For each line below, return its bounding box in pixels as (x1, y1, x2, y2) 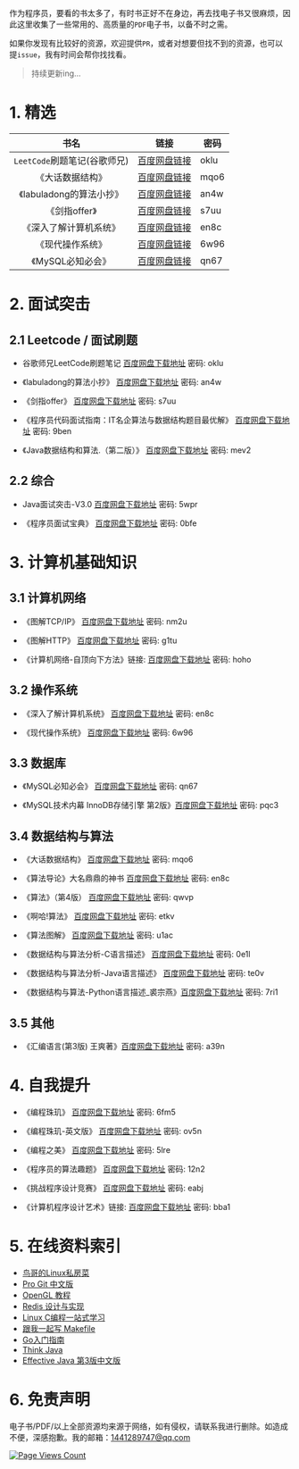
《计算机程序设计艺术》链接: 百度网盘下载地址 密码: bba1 (21, 1201, 230, 1212)
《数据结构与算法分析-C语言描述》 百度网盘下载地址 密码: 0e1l (21, 949, 251, 960)
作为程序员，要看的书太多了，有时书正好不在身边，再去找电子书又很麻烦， (9, 8, 283, 18)
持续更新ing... (30, 68, 82, 79)
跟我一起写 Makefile (21, 1323, 96, 1333)
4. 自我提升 (9, 1075, 91, 1096)
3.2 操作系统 (9, 682, 79, 698)
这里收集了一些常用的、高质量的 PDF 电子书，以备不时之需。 (16, 19, 233, 29)
